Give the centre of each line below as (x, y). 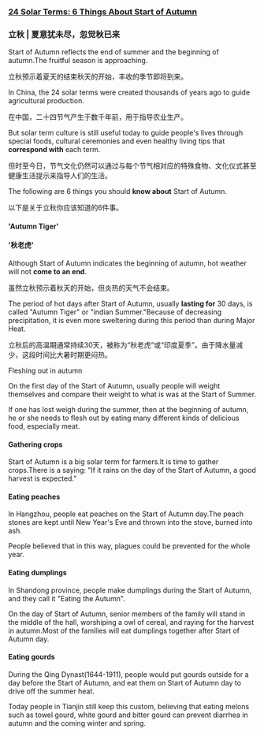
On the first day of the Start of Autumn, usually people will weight (114, 386)
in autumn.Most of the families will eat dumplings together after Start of (124, 630)
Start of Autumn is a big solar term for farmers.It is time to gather (113, 462)
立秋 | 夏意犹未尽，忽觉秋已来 (64, 34)
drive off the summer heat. (51, 691)
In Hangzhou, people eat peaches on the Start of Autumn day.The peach (126, 514)
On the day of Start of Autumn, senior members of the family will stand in (127, 614)
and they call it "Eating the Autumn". (67, 598)
